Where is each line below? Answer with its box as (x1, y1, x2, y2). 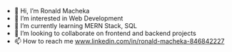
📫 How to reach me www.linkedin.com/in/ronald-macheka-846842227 (14, 37, 225, 45)
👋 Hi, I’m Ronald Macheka (14, 7, 90, 15)
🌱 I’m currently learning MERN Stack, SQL (14, 22, 138, 30)
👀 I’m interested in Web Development (14, 14, 123, 22)
